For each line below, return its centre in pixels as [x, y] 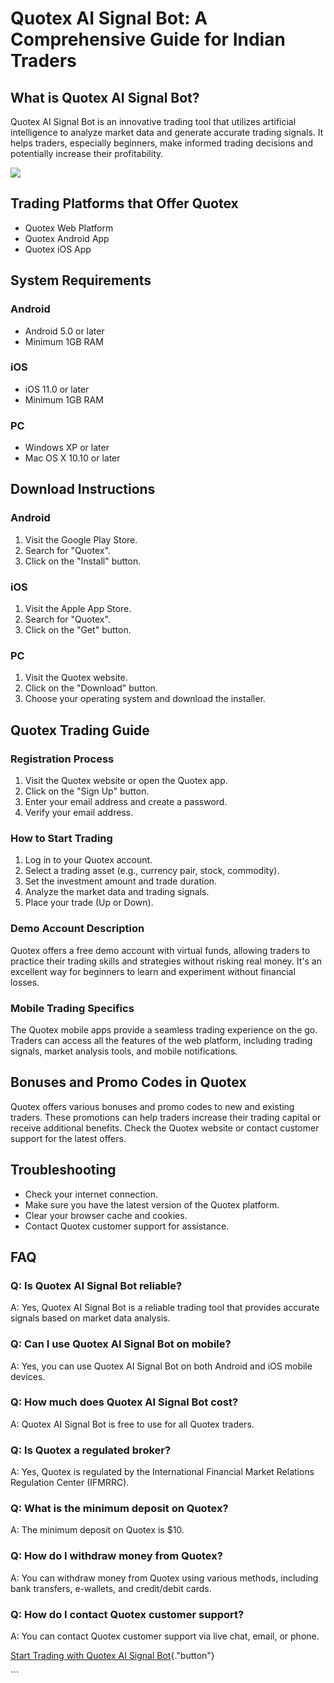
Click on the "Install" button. [83, 561]
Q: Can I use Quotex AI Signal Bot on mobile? [121, 1344]
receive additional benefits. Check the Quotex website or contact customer [165, 1128]
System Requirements [81, 280]
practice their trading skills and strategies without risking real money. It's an [166, 961]
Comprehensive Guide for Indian [148, 39]
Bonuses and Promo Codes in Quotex [128, 1082]
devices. [28, 1376]
